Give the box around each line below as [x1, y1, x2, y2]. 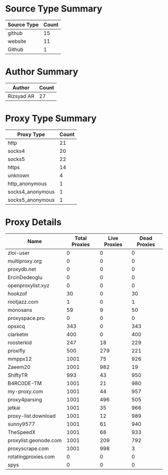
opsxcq [7, 323, 25, 330]
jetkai [7, 404, 21, 411]
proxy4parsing [7, 396, 42, 403]
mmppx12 [7, 355, 32, 362]
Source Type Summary [5, 3, 102, 15]
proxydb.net [7, 265, 36, 272]
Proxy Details [5, 217, 61, 228]
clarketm [7, 331, 28, 338]
